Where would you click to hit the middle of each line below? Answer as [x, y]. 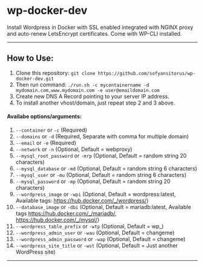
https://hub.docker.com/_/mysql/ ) [57, 220]
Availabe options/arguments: [44, 117]
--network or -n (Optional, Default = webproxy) [74, 149]
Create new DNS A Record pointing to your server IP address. [92, 96]
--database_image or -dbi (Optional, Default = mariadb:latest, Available [103, 207]
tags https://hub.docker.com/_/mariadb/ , [66, 213]
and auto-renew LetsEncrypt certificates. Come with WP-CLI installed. [94, 33]
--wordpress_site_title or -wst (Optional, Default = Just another [97, 245]
